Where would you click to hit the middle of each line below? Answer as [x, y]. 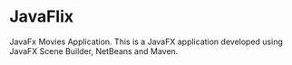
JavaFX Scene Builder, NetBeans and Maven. [94, 51]
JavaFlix [42, 17]
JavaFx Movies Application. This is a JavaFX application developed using [146, 42]
